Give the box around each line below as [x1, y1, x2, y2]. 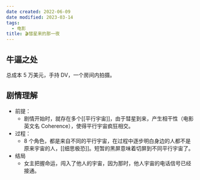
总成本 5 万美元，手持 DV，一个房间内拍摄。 [6, 71, 115, 78]
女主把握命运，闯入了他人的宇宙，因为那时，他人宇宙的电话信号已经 [23, 159, 192, 167]
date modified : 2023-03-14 [6, 14, 73, 20]
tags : [6, 20, 20, 26]
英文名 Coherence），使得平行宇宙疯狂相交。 [23, 122, 134, 129]
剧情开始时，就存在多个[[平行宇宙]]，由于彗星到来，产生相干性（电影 [23, 114, 194, 122]
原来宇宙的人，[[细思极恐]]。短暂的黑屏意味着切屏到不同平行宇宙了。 [23, 144, 194, 152]
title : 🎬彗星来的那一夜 [6, 31, 60, 37]
